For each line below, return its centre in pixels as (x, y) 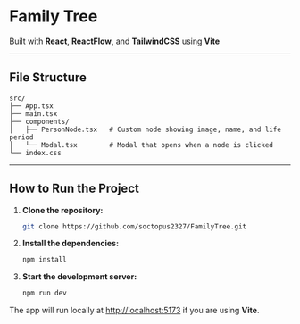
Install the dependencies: (70, 244)
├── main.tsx (33, 113)
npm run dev (44, 293)
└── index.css (36, 153)
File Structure (48, 78)
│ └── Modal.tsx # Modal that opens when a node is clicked (142, 145)
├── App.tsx (31, 106)
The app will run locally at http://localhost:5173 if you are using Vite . (134, 311)
